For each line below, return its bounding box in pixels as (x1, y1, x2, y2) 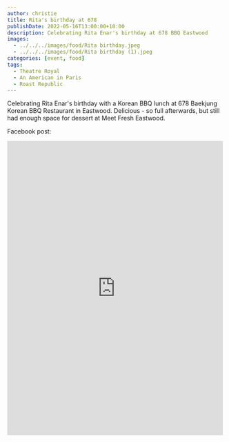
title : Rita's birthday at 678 (7, 17, 97, 23)
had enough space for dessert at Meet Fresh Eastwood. (7, 114, 166, 123)
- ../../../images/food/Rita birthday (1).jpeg (13, 49, 153, 56)
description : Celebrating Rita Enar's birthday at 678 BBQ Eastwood (7, 29, 208, 36)
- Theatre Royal (13, 67, 60, 74)
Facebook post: (7, 127, 52, 136)
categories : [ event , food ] (7, 55, 85, 62)
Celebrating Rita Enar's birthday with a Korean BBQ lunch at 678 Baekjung (7, 99, 217, 107)
